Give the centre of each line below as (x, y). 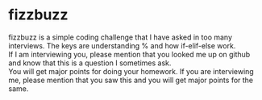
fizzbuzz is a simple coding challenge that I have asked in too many (120, 37)
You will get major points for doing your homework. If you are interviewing (131, 71)
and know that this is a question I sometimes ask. (90, 63)
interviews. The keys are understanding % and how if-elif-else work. (122, 45)
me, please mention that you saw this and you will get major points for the (131, 80)
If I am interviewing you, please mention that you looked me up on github (129, 54)
